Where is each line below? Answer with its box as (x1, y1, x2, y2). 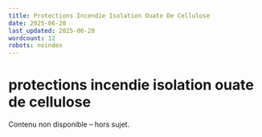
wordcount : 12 (8, 34, 56, 42)
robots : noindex (8, 42, 63, 50)
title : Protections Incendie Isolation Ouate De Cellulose (8, 11, 211, 20)
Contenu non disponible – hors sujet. (8, 119, 130, 129)
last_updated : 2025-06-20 (8, 26, 95, 34)
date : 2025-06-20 (8, 19, 67, 27)
